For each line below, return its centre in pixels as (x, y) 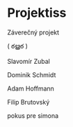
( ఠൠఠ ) (17, 46)
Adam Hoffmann (31, 88)
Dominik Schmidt (32, 74)
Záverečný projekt (33, 32)
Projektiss (37, 13)
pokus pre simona (33, 115)
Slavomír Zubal (29, 61)
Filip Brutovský (29, 102)
